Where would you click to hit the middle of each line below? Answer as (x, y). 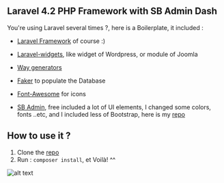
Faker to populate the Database (61, 81)
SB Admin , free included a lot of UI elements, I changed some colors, (114, 107)
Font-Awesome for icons (52, 94)
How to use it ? (39, 136)
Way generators (40, 67)
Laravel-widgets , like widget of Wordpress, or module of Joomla (107, 54)
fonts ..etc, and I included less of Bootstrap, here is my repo (101, 114)
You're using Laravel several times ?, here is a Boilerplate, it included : (105, 27)
